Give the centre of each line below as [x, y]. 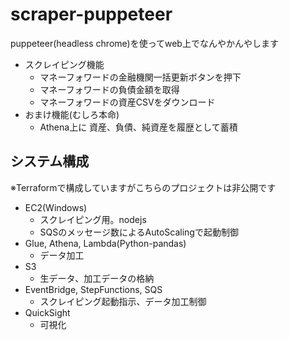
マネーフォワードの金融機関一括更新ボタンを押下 [140, 77]
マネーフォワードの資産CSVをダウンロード [127, 102]
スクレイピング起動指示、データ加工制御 [123, 301]
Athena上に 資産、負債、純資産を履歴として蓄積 [138, 127]
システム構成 [50, 161]
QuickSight [47, 312]
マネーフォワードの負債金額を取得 [109, 89]
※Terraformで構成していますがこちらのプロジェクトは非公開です [143, 187]
